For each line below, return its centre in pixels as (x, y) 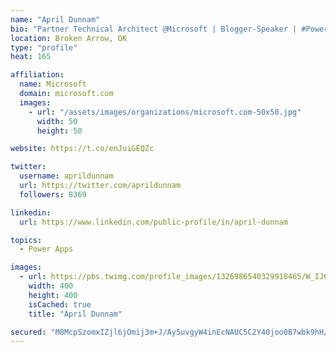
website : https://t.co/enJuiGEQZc (82, 149)
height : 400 (53, 295)
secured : (28, 332)
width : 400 (51, 286)
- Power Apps (46, 249)
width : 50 (57, 121)
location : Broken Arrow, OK (69, 38)
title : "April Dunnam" (75, 314)
